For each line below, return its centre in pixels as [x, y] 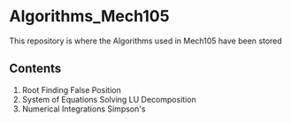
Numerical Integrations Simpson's [84, 109]
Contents [35, 69]
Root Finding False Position [71, 89]
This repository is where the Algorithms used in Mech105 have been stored [146, 41]
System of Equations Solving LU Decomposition [109, 99]
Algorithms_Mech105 [89, 16]
